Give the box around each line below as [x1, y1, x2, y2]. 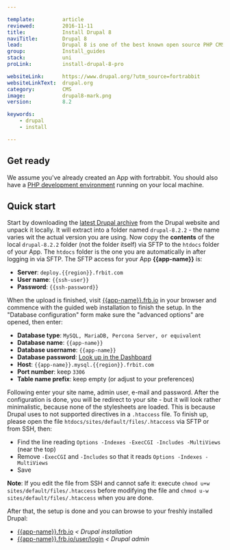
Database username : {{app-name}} [16, 346, 116, 354]
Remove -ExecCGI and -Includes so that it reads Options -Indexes [16, 453, 203, 461]
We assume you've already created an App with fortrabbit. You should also [7, 173, 218, 182]
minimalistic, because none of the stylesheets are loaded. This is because [7, 403, 216, 411]
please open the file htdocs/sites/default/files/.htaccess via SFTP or [7, 418, 209, 426]
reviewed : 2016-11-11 [7, 22, 94, 29]
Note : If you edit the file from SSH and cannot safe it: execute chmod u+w [7, 479, 210, 488]
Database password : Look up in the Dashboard [16, 353, 152, 361]
